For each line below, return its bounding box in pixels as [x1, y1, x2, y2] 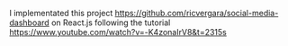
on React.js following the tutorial [50, 17, 171, 28]
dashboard [9, 17, 49, 28]
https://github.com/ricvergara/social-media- [114, 8, 279, 18]
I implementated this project [9, 8, 113, 18]
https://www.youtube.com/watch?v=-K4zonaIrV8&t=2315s [9, 27, 227, 37]
